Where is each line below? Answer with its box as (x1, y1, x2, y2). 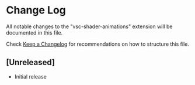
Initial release (14, 73, 47, 80)
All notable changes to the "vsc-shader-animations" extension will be (6, 23, 173, 30)
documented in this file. (6, 29, 63, 36)
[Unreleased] (6, 57, 55, 67)
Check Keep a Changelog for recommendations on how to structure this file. (6, 40, 190, 47)
